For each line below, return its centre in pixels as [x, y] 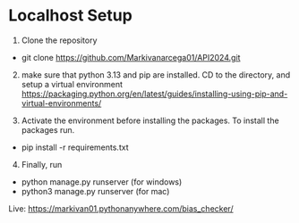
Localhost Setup [71, 16]
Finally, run [42, 164]
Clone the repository [59, 40]
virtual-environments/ [61, 103]
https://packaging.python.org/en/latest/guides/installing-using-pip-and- [154, 94]
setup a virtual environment [72, 84]
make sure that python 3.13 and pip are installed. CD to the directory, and [156, 74]
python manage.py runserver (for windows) [102, 182]
